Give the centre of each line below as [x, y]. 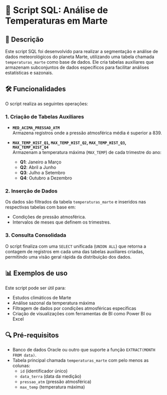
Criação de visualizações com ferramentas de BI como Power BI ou [82, 313]
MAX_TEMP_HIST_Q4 [30, 147]
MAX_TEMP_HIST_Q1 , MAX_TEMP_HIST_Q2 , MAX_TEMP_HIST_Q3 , [69, 143]
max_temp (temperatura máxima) [52, 387]
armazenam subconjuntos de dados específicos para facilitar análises [77, 67]
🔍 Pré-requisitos [32, 335]
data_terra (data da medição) [50, 376]
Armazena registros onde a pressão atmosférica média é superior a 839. [87, 133]
